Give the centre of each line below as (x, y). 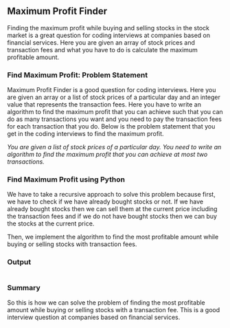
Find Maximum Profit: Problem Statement (78, 75)
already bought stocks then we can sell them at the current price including (112, 209)
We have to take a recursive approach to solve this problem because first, (112, 195)
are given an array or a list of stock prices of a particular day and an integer (114, 97)
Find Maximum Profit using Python (66, 179)
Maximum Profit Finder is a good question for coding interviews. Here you (112, 90)
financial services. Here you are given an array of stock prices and (101, 42)
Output (19, 262)
